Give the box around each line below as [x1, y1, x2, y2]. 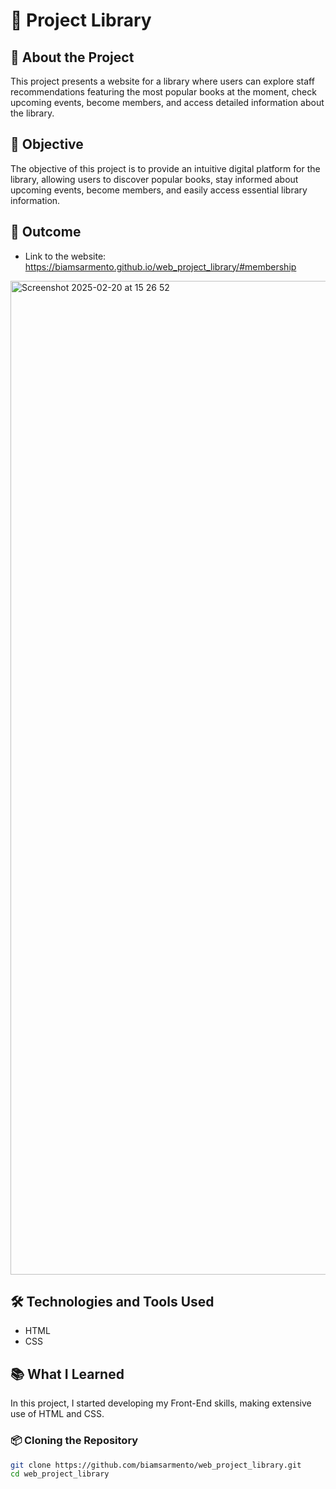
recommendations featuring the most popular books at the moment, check [10, 86, 317, 98]
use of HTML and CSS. [10, 1408, 105, 1420]
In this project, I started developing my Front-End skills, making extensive [10, 1397, 312, 1409]
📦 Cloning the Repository [10, 1434, 139, 1448]
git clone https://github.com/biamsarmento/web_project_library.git [10, 1460, 302, 1470]
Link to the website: [24, 250, 107, 262]
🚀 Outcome [10, 224, 82, 241]
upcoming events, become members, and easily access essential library [10, 184, 308, 196]
